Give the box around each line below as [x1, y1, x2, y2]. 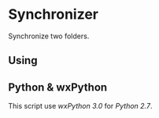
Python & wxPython [8, 80, 108, 94]
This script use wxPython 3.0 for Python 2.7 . [8, 102, 153, 111]
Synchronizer [8, 5, 98, 23]
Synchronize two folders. [8, 31, 90, 41]
